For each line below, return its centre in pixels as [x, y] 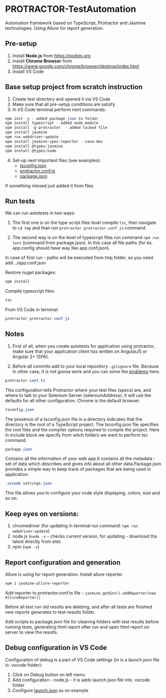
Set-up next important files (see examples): [56, 160]
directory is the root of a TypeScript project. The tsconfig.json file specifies [82, 424]
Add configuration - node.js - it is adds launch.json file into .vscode [81, 680]
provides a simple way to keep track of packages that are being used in [78, 469]
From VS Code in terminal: [32, 310]
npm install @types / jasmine [34, 146]
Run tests [20, 201]
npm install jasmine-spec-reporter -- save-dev [54, 141]
